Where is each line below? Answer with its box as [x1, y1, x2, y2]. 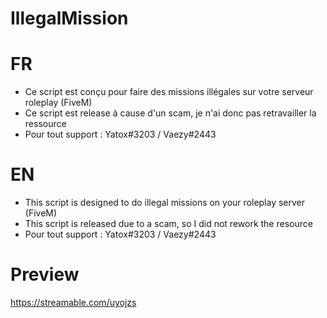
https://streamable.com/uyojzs [10, 297, 137, 308]
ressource [24, 118, 67, 130]
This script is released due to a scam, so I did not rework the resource [24, 218, 313, 230]
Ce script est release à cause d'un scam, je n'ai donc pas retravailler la [24, 107, 317, 119]
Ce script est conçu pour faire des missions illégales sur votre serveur [24, 86, 314, 98]
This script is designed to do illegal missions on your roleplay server [24, 197, 306, 209]
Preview [10, 263, 80, 286]
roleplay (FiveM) [24, 97, 93, 109]
